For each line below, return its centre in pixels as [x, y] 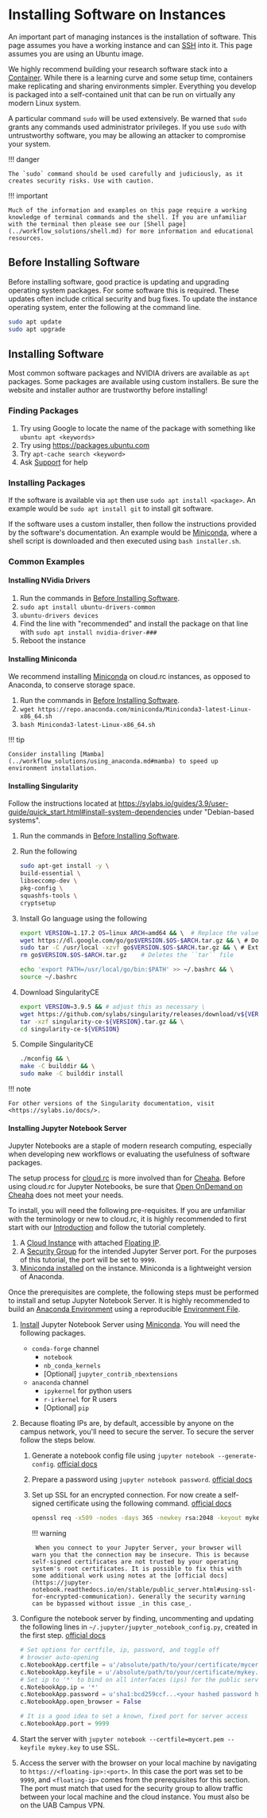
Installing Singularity [43, 786]
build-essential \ [50, 874]
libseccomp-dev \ [48, 881]
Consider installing [43, 755]
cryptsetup [38, 903]
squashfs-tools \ [48, 895]
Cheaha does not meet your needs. [66, 1195]
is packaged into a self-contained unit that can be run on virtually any [122, 94]
